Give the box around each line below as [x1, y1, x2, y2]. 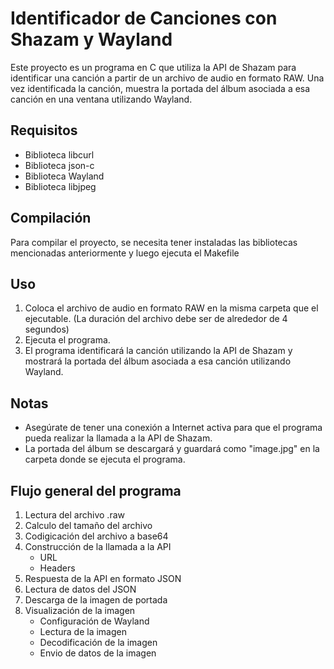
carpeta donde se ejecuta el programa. [24, 453, 186, 466]
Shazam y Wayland [10, 28, 173, 51]
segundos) [24, 323, 70, 336]
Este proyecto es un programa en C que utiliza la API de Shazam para [10, 61, 297, 73]
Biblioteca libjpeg [24, 180, 97, 192]
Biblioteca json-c [24, 159, 95, 171]
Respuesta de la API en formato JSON [24, 573, 182, 584]
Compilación [10, 210, 92, 227]
